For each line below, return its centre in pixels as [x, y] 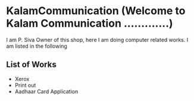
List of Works [31, 65]
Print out [25, 85]
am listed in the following [37, 46]
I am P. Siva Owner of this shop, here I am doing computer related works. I [97, 40]
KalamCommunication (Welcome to [96, 11]
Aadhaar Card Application [46, 91]
